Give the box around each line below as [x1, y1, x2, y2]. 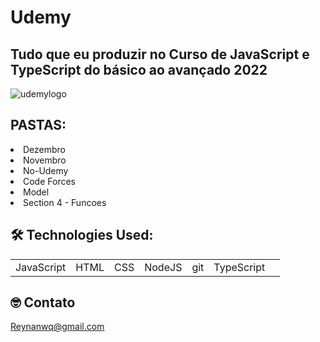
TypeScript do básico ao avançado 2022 [10, 61, 268, 78]
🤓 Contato [10, 294, 76, 311]
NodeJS [144, 260, 183, 274]
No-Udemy [23, 164, 69, 176]
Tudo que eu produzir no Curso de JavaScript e [10, 46, 310, 63]
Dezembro [23, 143, 67, 155]
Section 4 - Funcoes [23, 196, 107, 208]
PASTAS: [10, 117, 67, 134]
